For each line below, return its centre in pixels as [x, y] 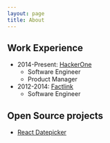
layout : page [26, 13]
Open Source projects [55, 116]
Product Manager [52, 79]
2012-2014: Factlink [45, 86]
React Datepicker [42, 133]
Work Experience [45, 48]
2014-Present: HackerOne [54, 65]
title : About [26, 20]
